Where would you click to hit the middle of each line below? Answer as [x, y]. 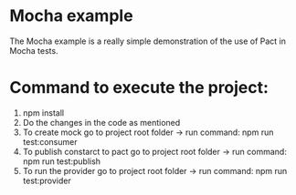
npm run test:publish [62, 161]
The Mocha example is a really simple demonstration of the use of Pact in [148, 41]
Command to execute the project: [139, 88]
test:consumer [50, 141]
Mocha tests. [34, 50]
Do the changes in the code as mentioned [101, 122]
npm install [43, 113]
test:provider [47, 180]
